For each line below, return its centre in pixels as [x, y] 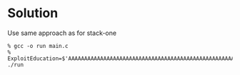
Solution [33, 13]
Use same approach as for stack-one [62, 33]
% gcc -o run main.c [38, 46]
